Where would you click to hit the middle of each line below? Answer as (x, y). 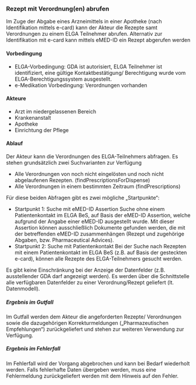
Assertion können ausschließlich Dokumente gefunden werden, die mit (100, 227)
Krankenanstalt (33, 117)
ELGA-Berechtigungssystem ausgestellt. (63, 79)
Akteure (16, 99)
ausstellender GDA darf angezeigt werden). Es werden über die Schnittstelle (98, 276)
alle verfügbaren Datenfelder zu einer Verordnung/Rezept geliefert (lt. (90, 282)
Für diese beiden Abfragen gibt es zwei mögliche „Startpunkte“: (83, 197)
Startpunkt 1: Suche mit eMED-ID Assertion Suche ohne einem (90, 209)
